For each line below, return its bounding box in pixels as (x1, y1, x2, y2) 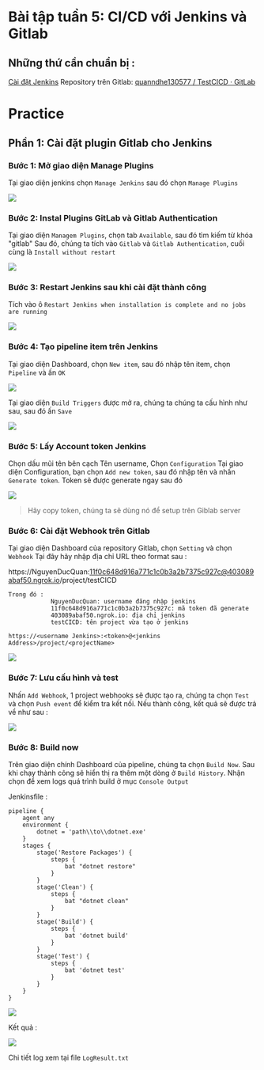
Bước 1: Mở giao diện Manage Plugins (8, 160, 154, 171)
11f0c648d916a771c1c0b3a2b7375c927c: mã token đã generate (50, 605, 249, 613)
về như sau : (8, 707, 49, 716)
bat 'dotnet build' (64, 932, 129, 940)
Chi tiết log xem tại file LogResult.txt (8, 1053, 129, 1062)
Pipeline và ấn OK (8, 368, 66, 377)
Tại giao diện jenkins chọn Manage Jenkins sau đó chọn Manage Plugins (8, 178, 239, 187)
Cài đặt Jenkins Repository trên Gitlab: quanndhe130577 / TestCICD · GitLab (8, 78, 255, 86)
